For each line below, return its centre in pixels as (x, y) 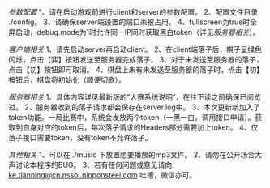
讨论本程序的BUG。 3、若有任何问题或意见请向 (94, 165)
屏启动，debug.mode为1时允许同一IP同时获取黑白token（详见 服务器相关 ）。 (134, 32)
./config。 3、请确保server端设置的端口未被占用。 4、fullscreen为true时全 (133, 22)
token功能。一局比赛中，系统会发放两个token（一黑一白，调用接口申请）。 (132, 117)
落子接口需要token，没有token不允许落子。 (80, 137)
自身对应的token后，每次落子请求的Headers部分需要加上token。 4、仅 (140, 127)
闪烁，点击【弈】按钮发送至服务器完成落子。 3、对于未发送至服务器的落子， (136, 60)
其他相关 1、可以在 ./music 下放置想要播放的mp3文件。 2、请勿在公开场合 (132, 155)
